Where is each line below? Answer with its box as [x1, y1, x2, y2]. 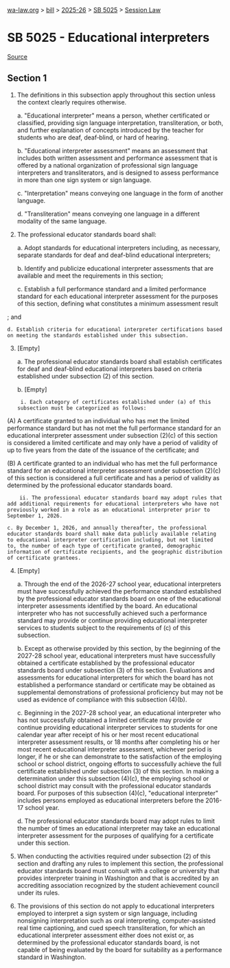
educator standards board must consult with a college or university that [16, 866, 220, 875]
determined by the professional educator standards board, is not [16, 938, 200, 947]
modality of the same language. [16, 216, 107, 225]
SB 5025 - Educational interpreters [7, 30, 210, 45]
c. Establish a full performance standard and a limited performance [16, 284, 207, 293]
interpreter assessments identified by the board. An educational [16, 601, 198, 610]
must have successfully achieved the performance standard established [16, 587, 222, 595]
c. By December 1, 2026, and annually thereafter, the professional [7, 524, 207, 531]
